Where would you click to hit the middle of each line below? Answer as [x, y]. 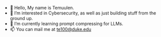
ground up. [21, 18]
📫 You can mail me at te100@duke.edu [51, 29]
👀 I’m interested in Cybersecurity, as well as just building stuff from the [83, 13]
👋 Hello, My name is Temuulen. [42, 8]
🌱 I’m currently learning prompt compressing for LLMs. [66, 23]
